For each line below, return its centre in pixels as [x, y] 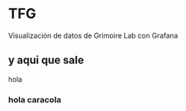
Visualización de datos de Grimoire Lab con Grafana [93, 35]
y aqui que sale [46, 60]
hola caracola [35, 99]
